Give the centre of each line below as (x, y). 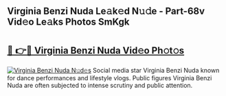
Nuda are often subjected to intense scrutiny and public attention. (100, 85)
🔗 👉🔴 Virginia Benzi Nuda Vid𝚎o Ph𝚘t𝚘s (96, 50)
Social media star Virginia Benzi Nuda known (156, 70)
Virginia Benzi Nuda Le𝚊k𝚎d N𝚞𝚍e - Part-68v (106, 11)
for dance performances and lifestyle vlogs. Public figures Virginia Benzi (110, 78)
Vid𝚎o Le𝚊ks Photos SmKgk (68, 22)
